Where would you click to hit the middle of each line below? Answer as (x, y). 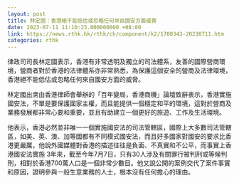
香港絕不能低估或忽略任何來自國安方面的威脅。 (76, 80)
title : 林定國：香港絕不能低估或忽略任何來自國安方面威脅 (82, 21)
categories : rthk (33, 41)
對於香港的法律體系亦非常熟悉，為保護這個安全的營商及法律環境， (135, 70)
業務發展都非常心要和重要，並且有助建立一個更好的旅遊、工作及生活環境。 (116, 113)
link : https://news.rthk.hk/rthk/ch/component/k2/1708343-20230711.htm (116, 34)
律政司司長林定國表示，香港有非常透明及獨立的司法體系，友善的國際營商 (113, 62)
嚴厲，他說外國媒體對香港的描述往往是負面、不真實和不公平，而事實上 (122, 145)
